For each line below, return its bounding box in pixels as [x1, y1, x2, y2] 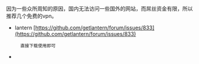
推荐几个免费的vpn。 [6, 12, 57, 19]
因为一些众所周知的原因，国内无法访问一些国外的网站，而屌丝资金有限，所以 [6, 5, 193, 12]
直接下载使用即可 [20, 43, 56, 49]
